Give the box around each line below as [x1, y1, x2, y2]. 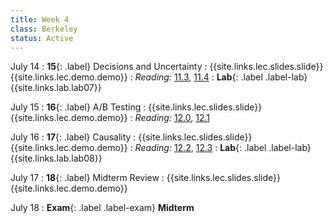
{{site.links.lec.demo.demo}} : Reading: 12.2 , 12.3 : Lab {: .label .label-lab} [10, 142, 312, 154]
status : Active [10, 33, 74, 43]
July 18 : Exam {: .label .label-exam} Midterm [10, 202, 195, 214]
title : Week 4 [10, 14, 70, 25]
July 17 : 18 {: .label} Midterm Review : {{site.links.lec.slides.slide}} [10, 172, 281, 184]
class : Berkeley [10, 24, 78, 34]
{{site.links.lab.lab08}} [10, 152, 103, 165]
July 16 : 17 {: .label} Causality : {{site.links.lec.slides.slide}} [10, 131, 253, 143]
